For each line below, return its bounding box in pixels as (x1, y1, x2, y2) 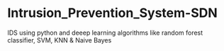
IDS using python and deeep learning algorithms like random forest (7, 28, 203, 37)
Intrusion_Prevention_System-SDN (7, 5, 218, 21)
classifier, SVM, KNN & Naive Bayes (7, 35, 112, 44)
